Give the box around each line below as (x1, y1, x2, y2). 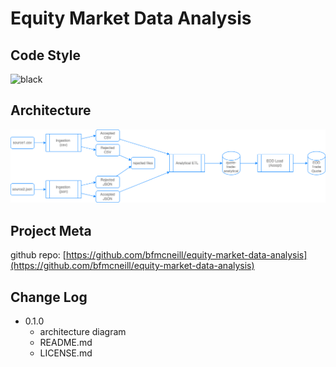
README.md (39, 337, 93, 349)
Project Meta (10, 222, 92, 239)
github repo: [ (10, 249, 67, 261)
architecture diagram (39, 326, 127, 338)
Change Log (10, 288, 88, 306)
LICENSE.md (39, 347, 93, 359)
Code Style (10, 47, 81, 64)
